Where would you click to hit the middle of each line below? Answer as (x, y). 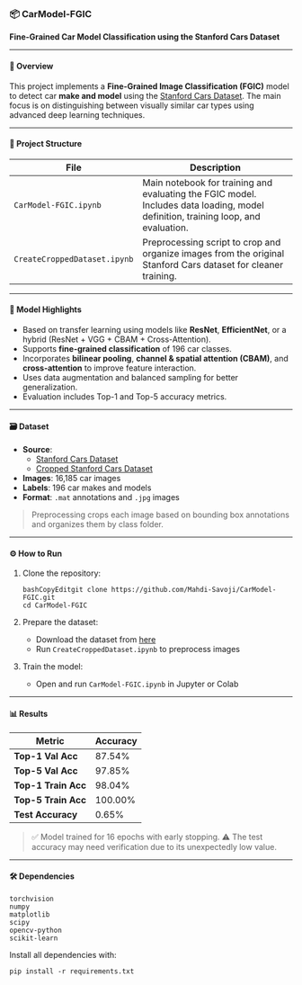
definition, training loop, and (201, 216)
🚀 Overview (31, 66)
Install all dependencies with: (63, 954)
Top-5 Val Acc (46, 770)
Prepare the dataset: (60, 622)
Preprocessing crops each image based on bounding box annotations (160, 515)
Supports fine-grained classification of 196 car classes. (127, 348)
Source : (37, 450)
